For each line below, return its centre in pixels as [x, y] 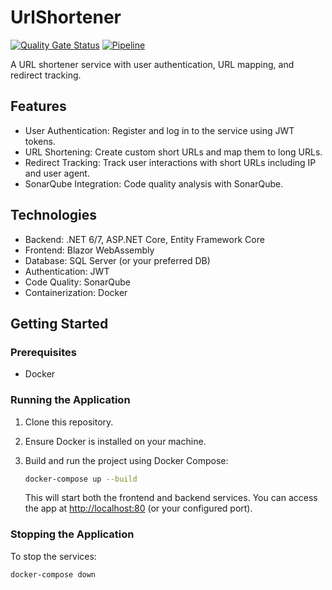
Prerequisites [43, 352]
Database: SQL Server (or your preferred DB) [117, 260]
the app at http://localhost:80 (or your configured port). [138, 508]
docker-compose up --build [81, 479]
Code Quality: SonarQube [77, 282]
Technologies [54, 215]
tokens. [40, 141]
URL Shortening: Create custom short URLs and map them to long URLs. [173, 152]
